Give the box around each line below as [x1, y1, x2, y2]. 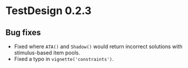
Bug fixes [5, 28, 41, 38]
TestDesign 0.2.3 [5, 4, 92, 18]
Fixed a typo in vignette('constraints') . [14, 56, 114, 62]
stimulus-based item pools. [14, 49, 81, 56]
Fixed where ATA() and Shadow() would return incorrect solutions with [14, 43, 183, 50]
